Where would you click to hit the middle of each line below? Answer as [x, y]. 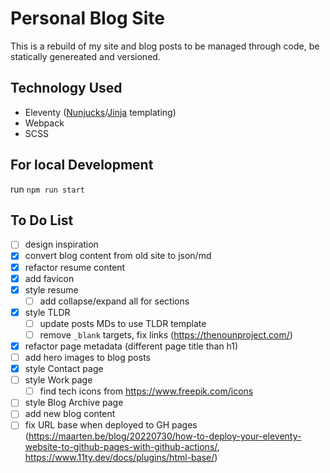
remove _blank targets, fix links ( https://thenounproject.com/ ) [166, 334]
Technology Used [66, 88]
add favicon [49, 278]
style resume [51, 289]
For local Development [82, 165]
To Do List [42, 220]
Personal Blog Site [87, 18]
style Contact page [64, 369]
